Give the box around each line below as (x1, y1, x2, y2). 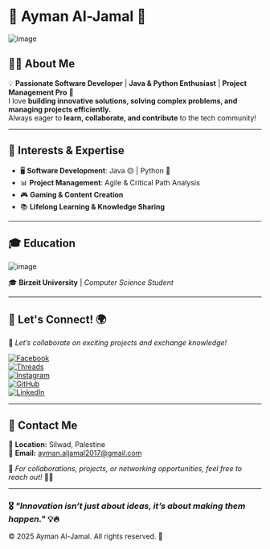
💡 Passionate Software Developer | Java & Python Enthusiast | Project (8, 78, 247, 87)
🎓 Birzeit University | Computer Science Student (8, 278, 174, 287)
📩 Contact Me (8, 418, 78, 432)
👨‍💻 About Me (8, 57, 76, 71)
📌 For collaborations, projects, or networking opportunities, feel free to (8, 464, 243, 473)
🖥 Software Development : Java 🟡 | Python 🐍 (19, 165, 171, 175)
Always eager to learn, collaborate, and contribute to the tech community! (8, 112, 257, 123)
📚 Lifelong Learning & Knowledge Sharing (19, 201, 166, 211)
